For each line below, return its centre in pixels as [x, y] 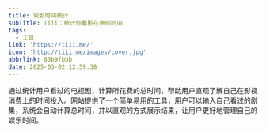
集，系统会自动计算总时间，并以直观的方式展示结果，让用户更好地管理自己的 [133, 110]
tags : [17, 30]
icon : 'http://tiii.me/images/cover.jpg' [78, 52]
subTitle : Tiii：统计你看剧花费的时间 [66, 23]
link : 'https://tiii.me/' [51, 45]
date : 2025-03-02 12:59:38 [53, 67]
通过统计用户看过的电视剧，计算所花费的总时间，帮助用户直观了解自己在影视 [133, 90]
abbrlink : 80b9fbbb [40, 60]
